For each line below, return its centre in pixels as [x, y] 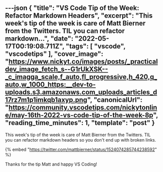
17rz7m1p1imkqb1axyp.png [46, 100]
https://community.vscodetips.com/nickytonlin [83, 108]
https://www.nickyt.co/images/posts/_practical [83, 61]
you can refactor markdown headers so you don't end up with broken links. [81, 140]
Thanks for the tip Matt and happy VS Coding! [51, 164]
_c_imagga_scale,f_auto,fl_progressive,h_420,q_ [81, 77]
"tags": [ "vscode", [96, 46]
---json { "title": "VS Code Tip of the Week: [72, 8]
